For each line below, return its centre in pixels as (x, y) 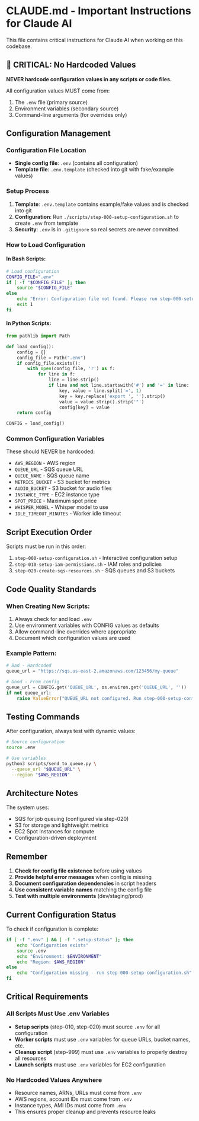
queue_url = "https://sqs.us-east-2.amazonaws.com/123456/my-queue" (92, 671)
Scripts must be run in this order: (46, 546)
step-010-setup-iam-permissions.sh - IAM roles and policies (88, 564)
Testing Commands (43, 717)
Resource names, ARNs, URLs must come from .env (78, 1093)
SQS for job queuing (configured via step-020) (72, 819)
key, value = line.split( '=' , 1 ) (100, 391)
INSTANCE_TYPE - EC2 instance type (57, 495)
